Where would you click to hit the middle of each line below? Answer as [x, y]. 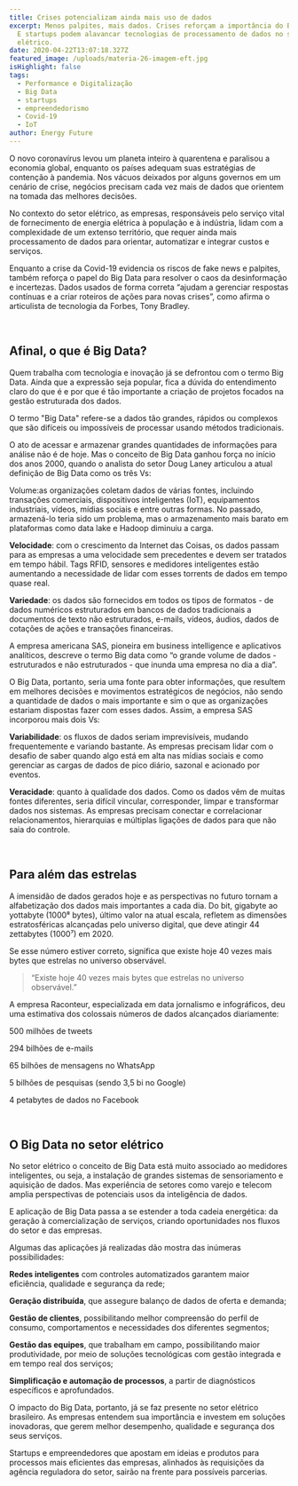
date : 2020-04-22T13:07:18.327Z [69, 51]
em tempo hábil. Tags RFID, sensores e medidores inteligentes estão [134, 564]
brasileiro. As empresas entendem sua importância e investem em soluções [147, 1417]
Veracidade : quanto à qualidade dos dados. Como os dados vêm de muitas [147, 791]
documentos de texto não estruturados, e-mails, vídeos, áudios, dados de [144, 619]
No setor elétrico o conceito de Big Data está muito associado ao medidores [149, 1166]
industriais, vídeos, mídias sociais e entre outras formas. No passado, [136, 509]
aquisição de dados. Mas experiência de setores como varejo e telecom [141, 1185]
